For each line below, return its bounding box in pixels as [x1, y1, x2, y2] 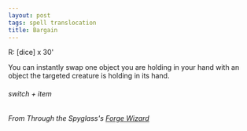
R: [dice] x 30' [8, 48, 54, 57]
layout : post [8, 11, 51, 20]
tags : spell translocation [8, 19, 97, 27]
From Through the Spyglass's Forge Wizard [8, 113, 149, 122]
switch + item [8, 89, 53, 98]
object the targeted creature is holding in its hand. [8, 71, 170, 81]
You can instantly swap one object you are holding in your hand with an [8, 63, 240, 72]
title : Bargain [8, 26, 58, 34]
